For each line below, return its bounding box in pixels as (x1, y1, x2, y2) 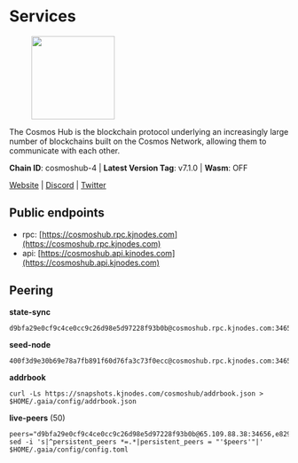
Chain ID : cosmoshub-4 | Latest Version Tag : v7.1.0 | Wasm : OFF (9, 162, 248, 173)
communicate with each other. (9, 145, 121, 156)
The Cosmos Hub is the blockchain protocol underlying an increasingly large (9, 126, 289, 137)
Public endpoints (9, 206, 105, 221)
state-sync (9, 306, 51, 317)
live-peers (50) (9, 412, 66, 423)
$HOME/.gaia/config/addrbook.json (9, 396, 137, 405)
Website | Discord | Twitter (9, 179, 106, 190)
